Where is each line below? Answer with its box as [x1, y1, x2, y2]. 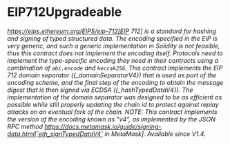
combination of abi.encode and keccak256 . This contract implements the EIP [7, 64, 223, 72]
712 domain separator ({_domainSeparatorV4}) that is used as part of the [7, 70, 217, 79]
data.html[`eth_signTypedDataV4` [7, 129, 104, 138]
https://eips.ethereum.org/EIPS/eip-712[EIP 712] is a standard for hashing [7, 27, 216, 35]
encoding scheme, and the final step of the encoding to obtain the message [7, 78, 224, 86]
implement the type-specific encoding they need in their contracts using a [7, 56, 219, 64]
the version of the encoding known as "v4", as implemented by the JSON [7, 115, 216, 123]
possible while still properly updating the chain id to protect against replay [7, 100, 219, 108]
